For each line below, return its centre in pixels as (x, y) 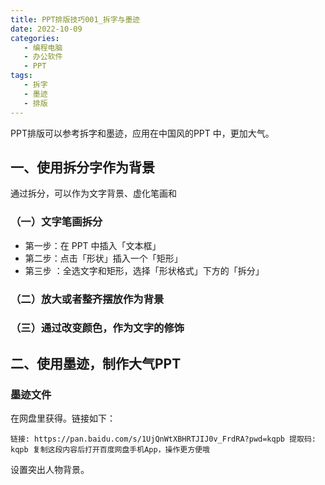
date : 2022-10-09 (46, 29)
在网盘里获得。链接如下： (63, 418)
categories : (35, 38)
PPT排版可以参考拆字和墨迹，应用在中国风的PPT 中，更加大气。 (142, 133)
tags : (21, 76)
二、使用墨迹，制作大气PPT (96, 363)
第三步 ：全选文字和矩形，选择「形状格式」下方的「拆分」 (144, 270)
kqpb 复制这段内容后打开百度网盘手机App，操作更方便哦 (110, 450)
